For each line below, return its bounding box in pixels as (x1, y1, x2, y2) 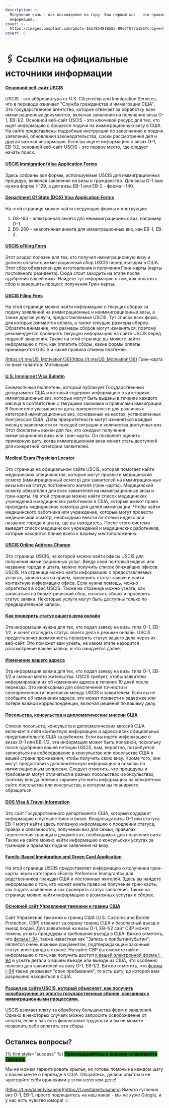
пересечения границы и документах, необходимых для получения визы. (5, 831, 162, 837)
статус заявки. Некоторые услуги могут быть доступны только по (5, 596, 147, 602)
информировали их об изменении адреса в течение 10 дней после (5, 679, 149, 685)
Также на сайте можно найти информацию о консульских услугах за (5, 837, 154, 843)
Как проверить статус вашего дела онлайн (5, 613, 101, 619)
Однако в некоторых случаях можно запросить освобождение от (5, 1012, 147, 1018)
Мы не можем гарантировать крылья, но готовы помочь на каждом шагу (5, 1066, 163, 1072)
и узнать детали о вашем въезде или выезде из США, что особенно (12, 957, 158, 963)
